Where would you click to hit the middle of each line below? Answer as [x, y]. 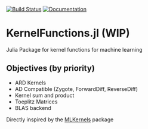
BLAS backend [33, 108]
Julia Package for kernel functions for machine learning [74, 49]
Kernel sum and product [44, 95]
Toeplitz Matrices [36, 102]
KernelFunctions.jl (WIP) [68, 33]
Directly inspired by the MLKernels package [60, 119]
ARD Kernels [30, 83]
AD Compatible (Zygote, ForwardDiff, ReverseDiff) [76, 89]
